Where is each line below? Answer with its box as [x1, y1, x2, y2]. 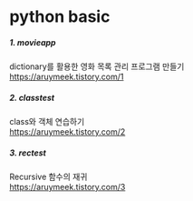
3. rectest [9, 147, 47, 158]
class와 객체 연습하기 [9, 116, 85, 127]
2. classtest [9, 92, 55, 103]
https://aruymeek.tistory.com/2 [9, 126, 126, 137]
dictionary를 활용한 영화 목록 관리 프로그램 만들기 [9, 61, 185, 72]
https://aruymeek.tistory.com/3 [9, 182, 126, 193]
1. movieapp [9, 36, 56, 47]
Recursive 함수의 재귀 [9, 171, 88, 183]
